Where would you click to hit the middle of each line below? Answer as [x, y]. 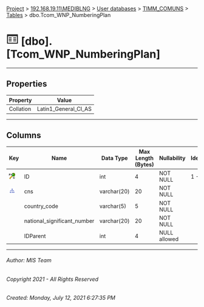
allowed [169, 239]
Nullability [172, 158]
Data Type [114, 158]
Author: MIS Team [29, 260]
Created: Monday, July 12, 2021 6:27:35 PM [61, 298]
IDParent [35, 236]
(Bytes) [144, 164]
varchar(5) [113, 206]
